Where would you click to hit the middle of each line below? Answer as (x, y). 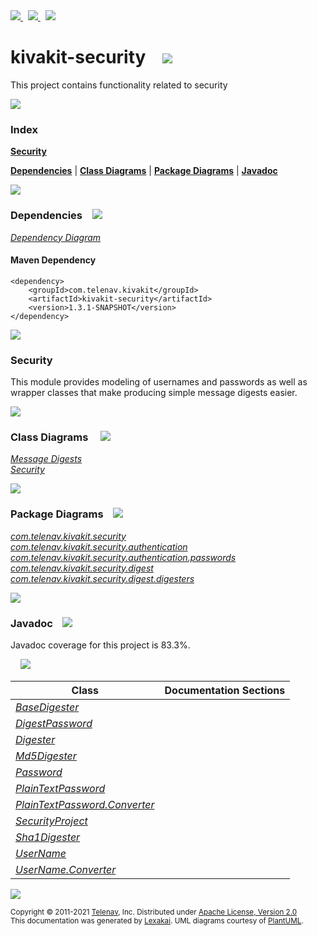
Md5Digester (46, 756)
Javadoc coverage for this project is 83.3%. (100, 645)
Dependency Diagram (56, 237)
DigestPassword (54, 723)
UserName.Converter (66, 869)
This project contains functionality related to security (119, 85)
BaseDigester (47, 707)
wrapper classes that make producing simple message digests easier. (154, 393)
